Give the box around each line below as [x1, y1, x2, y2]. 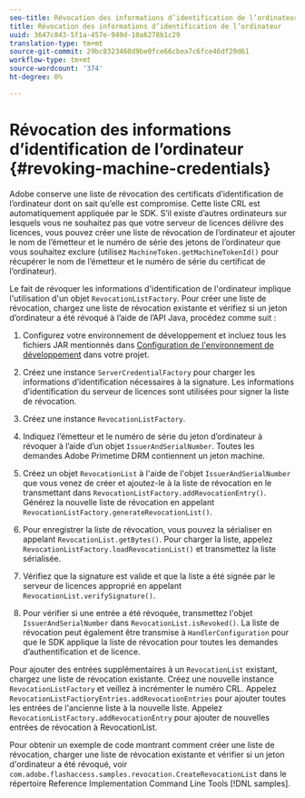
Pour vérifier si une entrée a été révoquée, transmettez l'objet [22, 607, 253, 618]
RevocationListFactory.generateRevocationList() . [22, 506, 213, 517]
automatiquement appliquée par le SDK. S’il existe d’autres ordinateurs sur [9, 207, 288, 218]
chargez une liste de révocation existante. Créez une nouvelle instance [9, 673, 274, 684]
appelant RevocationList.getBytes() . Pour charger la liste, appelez [22, 534, 274, 544]
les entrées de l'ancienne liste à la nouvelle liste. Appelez [9, 702, 223, 713]
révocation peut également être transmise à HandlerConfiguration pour [22, 626, 290, 637]
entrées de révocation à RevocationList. [9, 722, 158, 733]
